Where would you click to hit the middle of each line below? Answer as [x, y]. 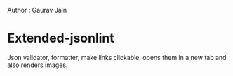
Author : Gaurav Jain [37, 10]
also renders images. [38, 65]
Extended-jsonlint [61, 38]
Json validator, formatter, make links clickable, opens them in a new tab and [117, 57]
